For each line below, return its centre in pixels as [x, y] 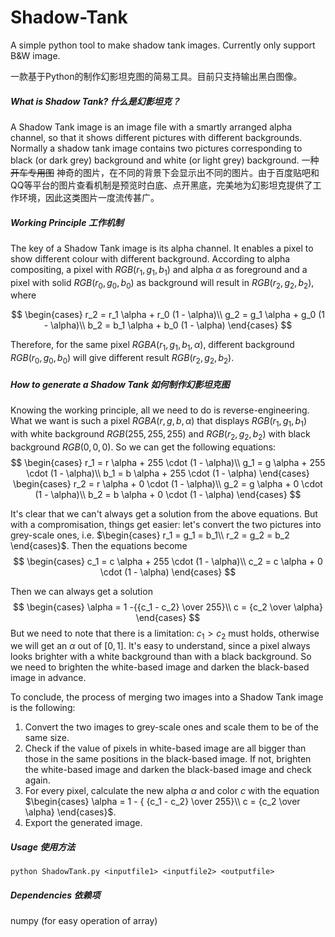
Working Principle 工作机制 [67, 222]
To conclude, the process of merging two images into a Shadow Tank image [167, 697]
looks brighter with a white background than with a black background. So [161, 657]
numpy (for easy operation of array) [84, 921]
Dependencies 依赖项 [55, 895]
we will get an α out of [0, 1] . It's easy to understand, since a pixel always [160, 646]
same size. [47, 738]
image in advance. [48, 678]
